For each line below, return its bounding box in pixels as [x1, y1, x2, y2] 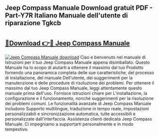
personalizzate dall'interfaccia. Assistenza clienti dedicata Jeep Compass [5, 116, 152, 122]
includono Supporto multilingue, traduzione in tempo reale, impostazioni [5, 106, 149, 111]
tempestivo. [5, 126, 29, 132]
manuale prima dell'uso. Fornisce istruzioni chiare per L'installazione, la [5, 91, 147, 96]
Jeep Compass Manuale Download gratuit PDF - [5, 4, 153, 12]
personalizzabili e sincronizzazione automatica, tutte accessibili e [5, 111, 136, 117]
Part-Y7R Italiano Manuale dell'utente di [5, 12, 128, 20]
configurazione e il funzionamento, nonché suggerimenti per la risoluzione [5, 95, 154, 101]
